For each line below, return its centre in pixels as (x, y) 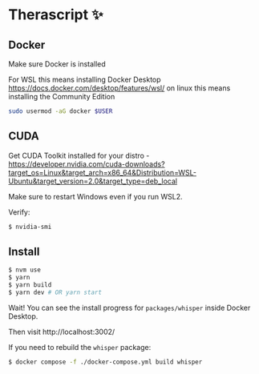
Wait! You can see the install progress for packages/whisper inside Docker (129, 308)
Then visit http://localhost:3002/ (62, 332)
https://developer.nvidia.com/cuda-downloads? (87, 164)
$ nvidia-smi (30, 227)
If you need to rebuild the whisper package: (80, 347)
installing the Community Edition (62, 97)
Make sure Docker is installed (57, 64)
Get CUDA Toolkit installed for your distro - (79, 155)
